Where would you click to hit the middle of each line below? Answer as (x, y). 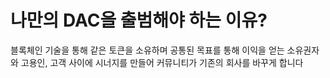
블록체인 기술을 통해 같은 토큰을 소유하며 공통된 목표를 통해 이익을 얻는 (147, 50)
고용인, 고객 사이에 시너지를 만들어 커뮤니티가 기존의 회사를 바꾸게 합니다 (162, 62)
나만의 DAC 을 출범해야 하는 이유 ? (139, 20)
